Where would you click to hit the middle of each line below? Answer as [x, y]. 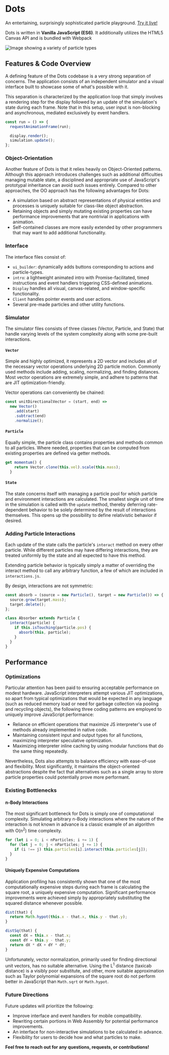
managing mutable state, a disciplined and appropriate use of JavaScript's [82, 180]
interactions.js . [23, 576]
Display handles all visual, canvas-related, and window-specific [79, 288]
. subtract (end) [30, 416]
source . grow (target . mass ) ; [38, 600]
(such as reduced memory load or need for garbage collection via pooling [82, 704]
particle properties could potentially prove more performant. [68, 777]
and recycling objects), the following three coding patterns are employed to [83, 709]
